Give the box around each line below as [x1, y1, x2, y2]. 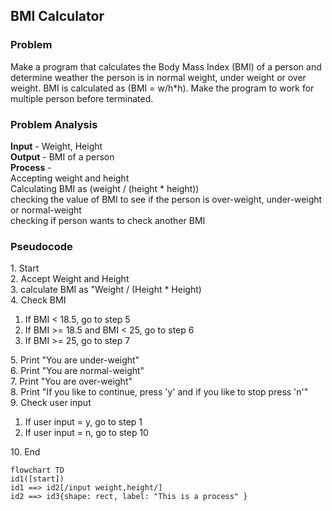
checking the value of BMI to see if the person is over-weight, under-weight [10, 193, 323, 205]
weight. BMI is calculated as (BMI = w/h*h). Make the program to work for [10, 82, 315, 94]
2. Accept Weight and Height [10, 273, 130, 285]
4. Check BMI [10, 294, 67, 306]
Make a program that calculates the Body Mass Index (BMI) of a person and [10, 60, 322, 73]
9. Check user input [10, 397, 92, 409]
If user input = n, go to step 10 [24, 427, 149, 439]
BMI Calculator [10, 8, 105, 25]
